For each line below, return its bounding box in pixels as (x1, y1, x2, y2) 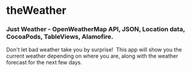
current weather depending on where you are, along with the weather (6, 52, 178, 60)
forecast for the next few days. (6, 59, 82, 66)
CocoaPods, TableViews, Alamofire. (6, 32, 114, 41)
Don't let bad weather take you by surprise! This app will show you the (6, 46, 182, 53)
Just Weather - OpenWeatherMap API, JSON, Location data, (6, 25, 185, 34)
